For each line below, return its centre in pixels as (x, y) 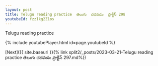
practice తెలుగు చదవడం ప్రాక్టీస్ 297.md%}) (46, 58)
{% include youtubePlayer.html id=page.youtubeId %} (60, 43)
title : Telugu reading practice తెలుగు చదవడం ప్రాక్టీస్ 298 (65, 14)
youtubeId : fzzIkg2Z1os (30, 19)
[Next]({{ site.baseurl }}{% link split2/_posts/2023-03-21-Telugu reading (79, 52)
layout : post (19, 10)
